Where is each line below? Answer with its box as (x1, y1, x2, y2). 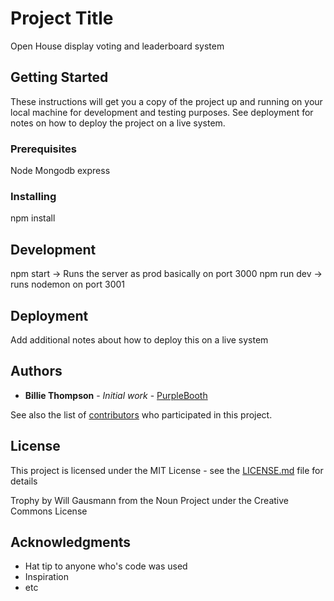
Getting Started (10, 69, 109, 86)
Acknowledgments (10, 533, 132, 551)
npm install (10, 212, 56, 224)
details (10, 475, 38, 487)
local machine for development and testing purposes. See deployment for (10, 106, 314, 118)
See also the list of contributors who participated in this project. (10, 408, 273, 421)
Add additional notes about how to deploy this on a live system (10, 333, 269, 346)
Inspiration (24, 571, 69, 583)
